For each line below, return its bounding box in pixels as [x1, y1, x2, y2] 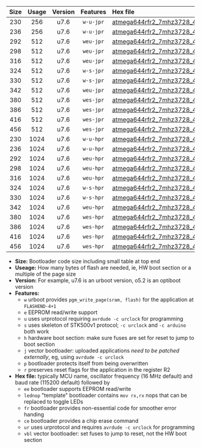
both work [23, 328, 50, 335]
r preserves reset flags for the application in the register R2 [23, 366, 170, 373]
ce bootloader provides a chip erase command [23, 417, 139, 424]
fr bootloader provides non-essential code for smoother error [23, 405, 176, 411]
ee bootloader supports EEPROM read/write [23, 386, 132, 392]
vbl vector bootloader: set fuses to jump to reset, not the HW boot [23, 430, 187, 437]
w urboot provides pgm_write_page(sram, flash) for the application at [23, 296, 194, 303]
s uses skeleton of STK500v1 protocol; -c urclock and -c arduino [23, 321, 187, 328]
